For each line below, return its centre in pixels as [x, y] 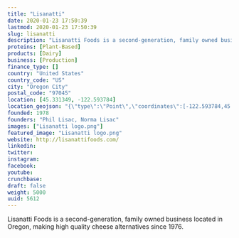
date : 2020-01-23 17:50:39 [47, 21]
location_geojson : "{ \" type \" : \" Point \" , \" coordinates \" [94, 107]
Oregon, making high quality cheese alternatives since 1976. [95, 227]
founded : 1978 [28, 113]
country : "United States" [46, 73]
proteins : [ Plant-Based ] [44, 47]
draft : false [27, 185]
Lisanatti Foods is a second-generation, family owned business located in [115, 219]
